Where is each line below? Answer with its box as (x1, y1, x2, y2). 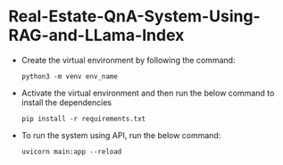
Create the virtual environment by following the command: (21, 54, 236, 65)
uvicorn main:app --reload (21, 147, 122, 156)
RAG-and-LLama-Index (8, 25, 185, 45)
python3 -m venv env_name (21, 71, 118, 81)
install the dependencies (21, 96, 112, 108)
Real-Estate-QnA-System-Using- (8, 6, 261, 27)
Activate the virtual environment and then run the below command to (21, 87, 275, 98)
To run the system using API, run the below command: (21, 129, 221, 140)
